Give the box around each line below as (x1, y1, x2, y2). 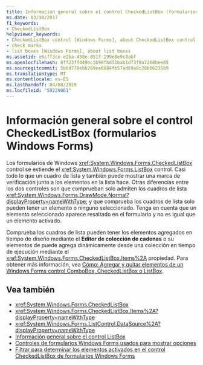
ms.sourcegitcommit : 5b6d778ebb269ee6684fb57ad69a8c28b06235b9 (6, 65, 169, 71)
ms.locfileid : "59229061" (6, 88, 71, 94)
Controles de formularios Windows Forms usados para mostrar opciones (14, 339, 196, 346)
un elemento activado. (6, 217, 62, 224)
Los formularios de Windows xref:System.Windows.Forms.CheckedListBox (6, 159, 193, 166)
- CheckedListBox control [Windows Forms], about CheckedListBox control (6, 37, 196, 43)
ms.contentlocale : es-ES (6, 76, 69, 82)
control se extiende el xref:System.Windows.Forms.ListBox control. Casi (6, 166, 186, 173)
